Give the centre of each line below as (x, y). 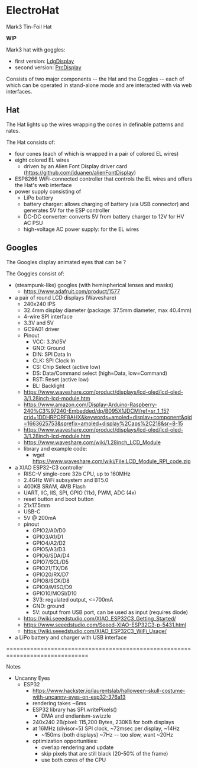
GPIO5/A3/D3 (49, 549)
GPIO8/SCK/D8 (51, 580)
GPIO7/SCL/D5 (51, 562)
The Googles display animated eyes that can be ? (66, 262)
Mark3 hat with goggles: (36, 49)
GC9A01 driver (41, 329)
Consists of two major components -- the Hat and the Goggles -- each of (95, 79)
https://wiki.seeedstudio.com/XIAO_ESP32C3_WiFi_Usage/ (95, 631)
